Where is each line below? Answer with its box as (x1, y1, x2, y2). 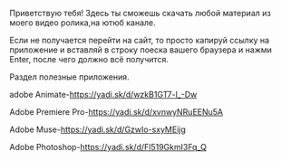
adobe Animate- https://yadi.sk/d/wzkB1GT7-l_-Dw (9, 90, 198, 99)
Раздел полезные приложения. (9, 71, 130, 82)
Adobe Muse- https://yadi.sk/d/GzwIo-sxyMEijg (9, 124, 186, 135)
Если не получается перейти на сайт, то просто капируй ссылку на (9, 35, 270, 45)
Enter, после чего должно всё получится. (9, 54, 170, 64)
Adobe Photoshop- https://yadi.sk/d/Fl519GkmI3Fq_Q (9, 142, 207, 152)
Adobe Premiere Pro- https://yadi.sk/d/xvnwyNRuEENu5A (9, 107, 224, 117)
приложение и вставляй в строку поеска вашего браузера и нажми (9, 44, 272, 55)
